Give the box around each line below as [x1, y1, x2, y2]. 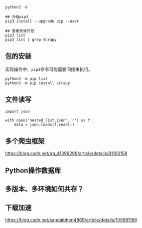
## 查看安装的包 [5, 28, 34, 33]
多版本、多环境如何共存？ [5, 185, 84, 193]
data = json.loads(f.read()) [14, 122, 75, 127]
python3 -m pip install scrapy [5, 80, 70, 85]
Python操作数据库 [5, 166, 61, 174]
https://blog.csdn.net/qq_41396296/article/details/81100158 [5, 150, 128, 156]
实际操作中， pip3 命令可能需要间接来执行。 [5, 66, 93, 72]
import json [5, 109, 30, 114]
